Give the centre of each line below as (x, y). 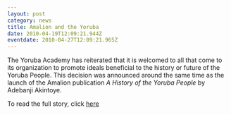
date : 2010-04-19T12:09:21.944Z (55, 34)
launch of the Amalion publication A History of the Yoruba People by (106, 83)
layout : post (26, 14)
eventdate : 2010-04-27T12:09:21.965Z (63, 40)
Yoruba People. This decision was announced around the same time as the (116, 75)
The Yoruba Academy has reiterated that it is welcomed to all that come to (115, 60)
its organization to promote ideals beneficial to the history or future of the (114, 68)
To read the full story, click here (54, 104)
